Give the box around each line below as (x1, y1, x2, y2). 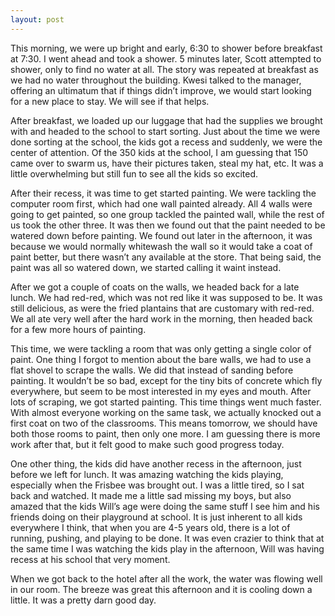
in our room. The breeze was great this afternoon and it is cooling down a (10, 583, 313, 595)
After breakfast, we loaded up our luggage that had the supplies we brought (10, 114, 323, 126)
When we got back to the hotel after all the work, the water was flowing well (10, 572, 323, 585)
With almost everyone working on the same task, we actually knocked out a (10, 406, 322, 418)
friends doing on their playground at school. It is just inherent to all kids (10, 511, 303, 523)
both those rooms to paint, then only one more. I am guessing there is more (10, 427, 321, 440)
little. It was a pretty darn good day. (10, 594, 157, 606)
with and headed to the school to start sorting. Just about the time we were (10, 125, 321, 137)
